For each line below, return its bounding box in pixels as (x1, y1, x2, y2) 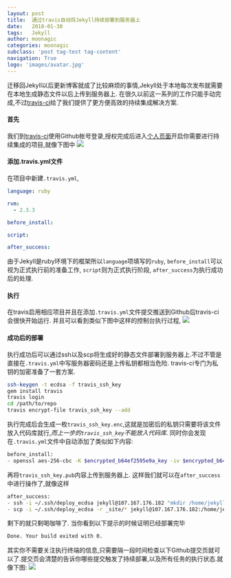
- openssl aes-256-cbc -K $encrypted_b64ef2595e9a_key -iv (7, 457, 180, 464)
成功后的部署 (7, 334, 43, 342)
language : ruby (7, 188, 51, 195)
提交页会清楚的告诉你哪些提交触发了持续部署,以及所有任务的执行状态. (21, 555, 218, 563)
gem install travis (7, 387, 63, 394)
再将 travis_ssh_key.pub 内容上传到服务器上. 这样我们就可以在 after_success (7, 471, 221, 479)
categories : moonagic (7, 42, 69, 49)
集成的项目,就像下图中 (12, 140, 76, 149)
